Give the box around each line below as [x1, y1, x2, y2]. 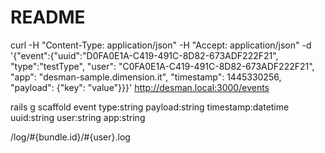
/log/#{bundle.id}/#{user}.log [10, 131, 131, 143]
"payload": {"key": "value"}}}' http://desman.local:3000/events [10, 81, 270, 93]
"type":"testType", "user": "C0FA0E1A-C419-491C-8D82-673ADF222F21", [10, 60, 315, 72]
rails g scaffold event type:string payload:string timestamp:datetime [10, 101, 290, 113]
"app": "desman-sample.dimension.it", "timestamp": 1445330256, [10, 71, 282, 83]
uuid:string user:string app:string [10, 111, 146, 123]
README [10, 6, 86, 29]
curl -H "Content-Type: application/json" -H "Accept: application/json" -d [10, 39, 312, 51]
